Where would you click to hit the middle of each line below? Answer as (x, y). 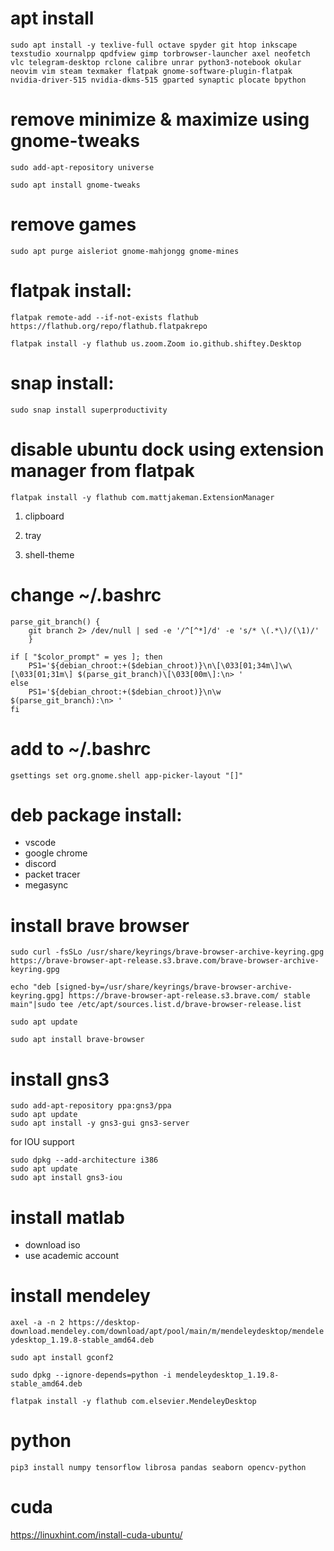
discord (40, 864)
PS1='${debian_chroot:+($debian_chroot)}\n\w (125, 692)
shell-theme (49, 554)
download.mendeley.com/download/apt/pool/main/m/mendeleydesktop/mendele (167, 1332)
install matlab (67, 1217)
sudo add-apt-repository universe (82, 167)
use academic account (72, 1256)
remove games (73, 224)
